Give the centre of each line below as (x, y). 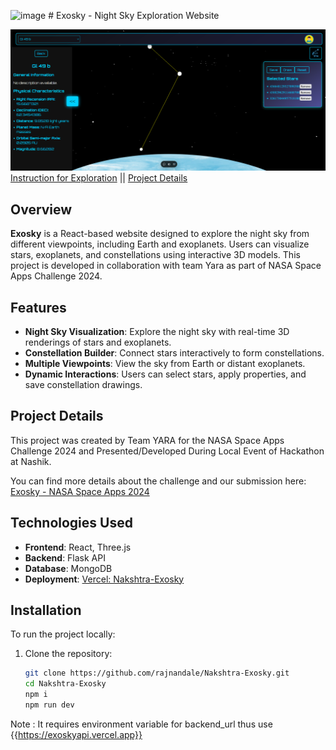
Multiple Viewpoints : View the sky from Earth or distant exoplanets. (165, 364)
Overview (41, 209)
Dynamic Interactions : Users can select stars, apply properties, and (165, 374)
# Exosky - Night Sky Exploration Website (134, 15)
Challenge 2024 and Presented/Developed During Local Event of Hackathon (167, 451)
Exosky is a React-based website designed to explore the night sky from (160, 234)
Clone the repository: (68, 654)
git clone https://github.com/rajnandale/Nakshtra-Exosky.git (157, 673)
